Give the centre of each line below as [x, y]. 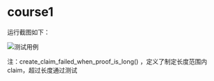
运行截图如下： [28, 32]
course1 [30, 12]
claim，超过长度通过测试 [42, 70]
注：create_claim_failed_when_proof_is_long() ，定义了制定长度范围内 [107, 61]
